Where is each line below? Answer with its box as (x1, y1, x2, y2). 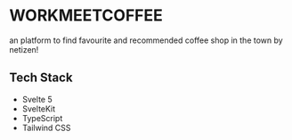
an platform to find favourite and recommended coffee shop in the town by (9, 35, 283, 45)
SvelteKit (21, 103, 56, 114)
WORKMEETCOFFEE (9, 5, 163, 26)
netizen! (9, 44, 39, 54)
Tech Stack (9, 70, 73, 86)
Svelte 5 (21, 94, 53, 104)
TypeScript (21, 112, 63, 123)
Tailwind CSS (21, 122, 71, 133)
